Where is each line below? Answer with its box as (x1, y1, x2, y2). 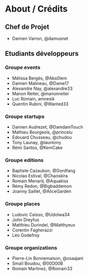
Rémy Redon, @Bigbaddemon (12, 183, 72, 189)
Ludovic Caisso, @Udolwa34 (12, 211, 70, 217)
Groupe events (5, 64, 41, 71)
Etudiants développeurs (5, 49, 79, 58)
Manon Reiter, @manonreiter (12, 91, 69, 97)
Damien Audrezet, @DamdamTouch (12, 124, 83, 130)
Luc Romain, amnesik (12, 96, 55, 101)
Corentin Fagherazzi (12, 227, 53, 233)
